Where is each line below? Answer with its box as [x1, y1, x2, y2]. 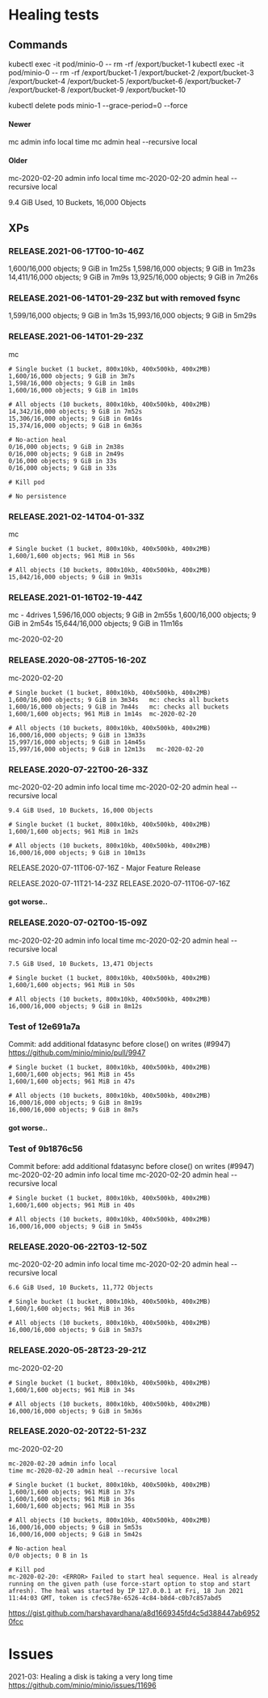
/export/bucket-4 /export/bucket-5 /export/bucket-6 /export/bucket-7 [8, 77, 241, 86]
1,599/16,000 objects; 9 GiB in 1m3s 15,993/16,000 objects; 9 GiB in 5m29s [8, 311, 257, 321]
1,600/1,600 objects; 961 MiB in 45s [8, 1070, 136, 1079]
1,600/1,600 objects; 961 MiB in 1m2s [8, 827, 139, 835]
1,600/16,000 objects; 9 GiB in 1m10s [8, 386, 139, 394]
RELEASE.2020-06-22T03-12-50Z [8, 1241, 148, 1252]
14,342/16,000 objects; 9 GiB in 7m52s [8, 407, 143, 415]
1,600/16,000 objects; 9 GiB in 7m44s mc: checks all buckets [8, 703, 229, 711]
